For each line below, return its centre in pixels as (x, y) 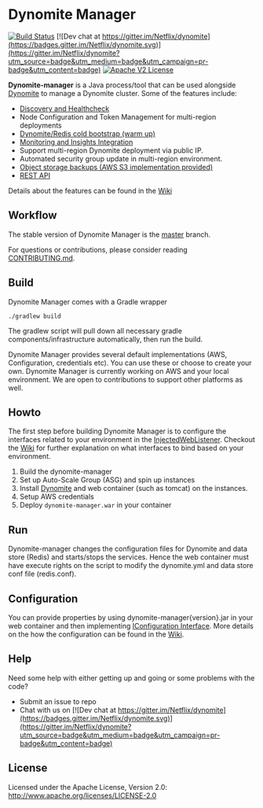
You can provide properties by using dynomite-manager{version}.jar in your (131, 618)
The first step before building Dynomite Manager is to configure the (117, 431)
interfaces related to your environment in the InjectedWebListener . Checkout (131, 440)
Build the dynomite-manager (66, 472)
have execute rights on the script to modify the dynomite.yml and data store (131, 566)
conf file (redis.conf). (42, 574)
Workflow (33, 215)
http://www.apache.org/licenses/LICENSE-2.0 (82, 795)
